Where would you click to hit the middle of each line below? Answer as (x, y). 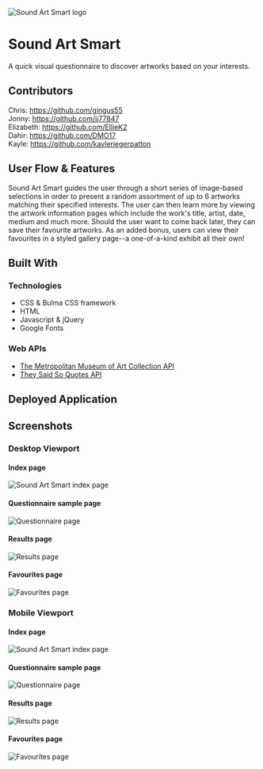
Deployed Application (63, 399)
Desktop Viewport (44, 449)
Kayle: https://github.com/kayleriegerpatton (80, 143)
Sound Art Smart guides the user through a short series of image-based (126, 188)
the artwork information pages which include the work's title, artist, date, (127, 213)
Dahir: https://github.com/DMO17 (62, 135)
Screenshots (40, 426)
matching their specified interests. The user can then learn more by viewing (131, 204)
